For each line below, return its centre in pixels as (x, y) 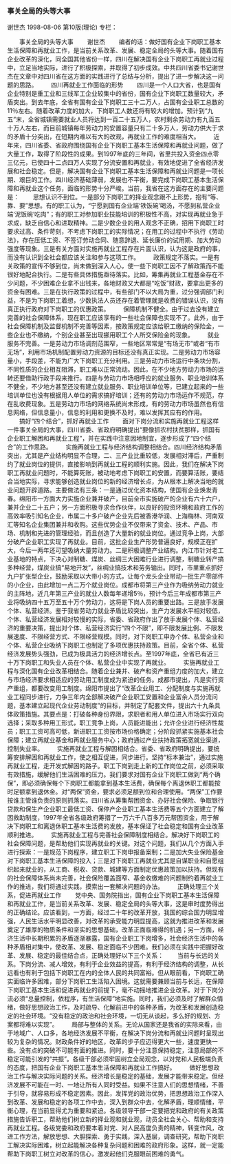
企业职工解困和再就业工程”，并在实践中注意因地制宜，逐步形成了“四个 (106, 439)
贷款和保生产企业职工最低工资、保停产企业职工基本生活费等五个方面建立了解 (115, 809)
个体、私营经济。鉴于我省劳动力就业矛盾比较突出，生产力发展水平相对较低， (115, 611)
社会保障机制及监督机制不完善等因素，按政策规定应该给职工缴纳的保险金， (112, 326)
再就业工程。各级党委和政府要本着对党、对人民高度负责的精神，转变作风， (112, 1128)
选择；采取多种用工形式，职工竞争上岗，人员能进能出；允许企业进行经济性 (112, 723)
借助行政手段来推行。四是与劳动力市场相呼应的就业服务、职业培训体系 (124, 378)
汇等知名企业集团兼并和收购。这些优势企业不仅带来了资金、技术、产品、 (109, 525)
